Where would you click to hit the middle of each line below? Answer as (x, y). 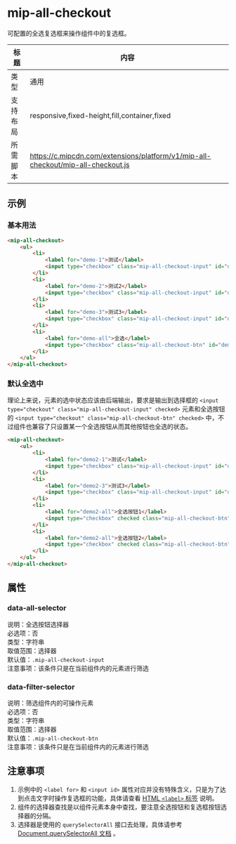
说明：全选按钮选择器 (38, 624)
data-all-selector (37, 608)
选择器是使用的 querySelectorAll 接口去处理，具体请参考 (100, 824)
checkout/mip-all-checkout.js (80, 164)
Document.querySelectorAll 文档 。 (68, 833)
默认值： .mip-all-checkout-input (56, 659)
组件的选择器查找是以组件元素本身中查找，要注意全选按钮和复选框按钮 (119, 807)
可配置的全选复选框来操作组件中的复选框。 (69, 33)
